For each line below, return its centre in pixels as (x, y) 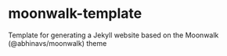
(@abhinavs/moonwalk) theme (58, 43)
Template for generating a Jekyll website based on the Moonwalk (113, 35)
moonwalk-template (75, 14)
